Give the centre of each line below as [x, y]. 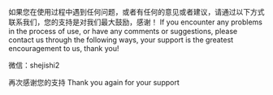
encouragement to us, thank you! [64, 48]
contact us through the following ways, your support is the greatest [121, 40]
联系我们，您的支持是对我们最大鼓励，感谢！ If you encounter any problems [135, 22]
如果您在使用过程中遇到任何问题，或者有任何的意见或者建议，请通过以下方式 [136, 12]
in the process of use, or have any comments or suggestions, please [123, 31]
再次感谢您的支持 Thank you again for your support [94, 82]
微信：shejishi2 [34, 65]
